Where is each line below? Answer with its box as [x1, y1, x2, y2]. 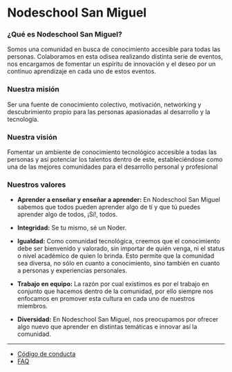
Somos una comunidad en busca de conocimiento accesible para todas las [7, 45, 221, 53]
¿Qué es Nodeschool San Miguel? [7, 30, 123, 39]
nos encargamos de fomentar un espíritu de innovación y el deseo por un [7, 60, 216, 68]
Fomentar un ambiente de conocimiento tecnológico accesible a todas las [7, 148, 217, 156]
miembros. [17, 302, 48, 310]
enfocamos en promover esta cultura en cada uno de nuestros [17, 295, 195, 303]
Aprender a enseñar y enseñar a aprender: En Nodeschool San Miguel [17, 196, 220, 204]
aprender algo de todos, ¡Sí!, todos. [17, 210, 118, 218]
